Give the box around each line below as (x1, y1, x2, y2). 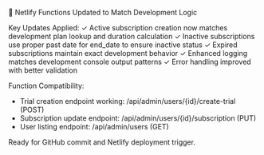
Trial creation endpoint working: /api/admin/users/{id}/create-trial (19, 97, 236, 105)
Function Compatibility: (8, 81, 85, 90)
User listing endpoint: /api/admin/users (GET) (19, 122, 169, 131)
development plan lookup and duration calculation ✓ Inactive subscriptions (8, 32, 255, 41)
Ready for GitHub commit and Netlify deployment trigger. (8, 137, 195, 147)
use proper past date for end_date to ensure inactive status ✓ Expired (8, 40, 238, 50)
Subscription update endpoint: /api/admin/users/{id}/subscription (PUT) (19, 113, 257, 123)
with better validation (8, 66, 78, 75)
